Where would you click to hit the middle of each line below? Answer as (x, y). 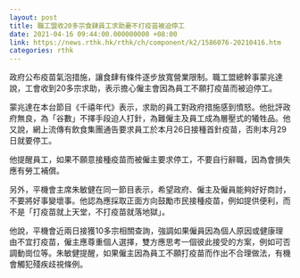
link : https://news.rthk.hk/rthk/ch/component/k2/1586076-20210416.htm (145, 42)
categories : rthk (42, 51)
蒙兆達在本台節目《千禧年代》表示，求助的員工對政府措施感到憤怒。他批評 (146, 107)
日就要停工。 (33, 141)
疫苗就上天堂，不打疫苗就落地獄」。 (104, 212)
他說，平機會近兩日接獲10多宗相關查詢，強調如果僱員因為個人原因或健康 (142, 231)
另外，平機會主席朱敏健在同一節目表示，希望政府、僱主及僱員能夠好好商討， (150, 190)
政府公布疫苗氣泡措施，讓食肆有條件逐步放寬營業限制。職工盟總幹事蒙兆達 (146, 78)
